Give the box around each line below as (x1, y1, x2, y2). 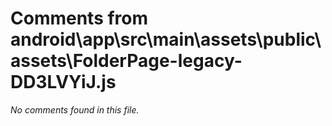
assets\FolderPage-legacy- (10, 50, 243, 72)
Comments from (10, 7, 149, 30)
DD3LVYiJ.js (10, 71, 117, 94)
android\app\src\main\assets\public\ (10, 28, 322, 51)
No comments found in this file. (10, 103, 140, 116)
